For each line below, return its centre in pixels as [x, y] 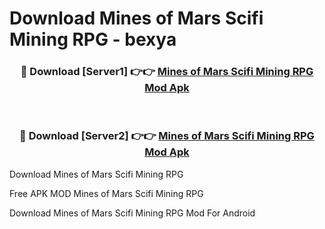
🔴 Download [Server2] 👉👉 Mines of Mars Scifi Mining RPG [167, 136]
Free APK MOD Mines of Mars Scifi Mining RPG [106, 193]
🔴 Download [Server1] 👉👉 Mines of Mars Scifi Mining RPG [167, 72]
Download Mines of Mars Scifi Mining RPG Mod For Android [132, 213]
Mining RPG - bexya [93, 39]
